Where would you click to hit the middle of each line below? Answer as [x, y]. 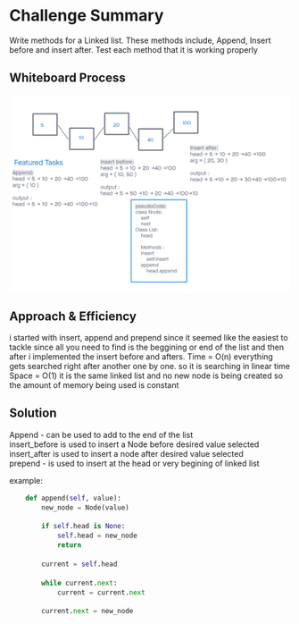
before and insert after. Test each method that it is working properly [134, 49]
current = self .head [79, 564]
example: [26, 480]
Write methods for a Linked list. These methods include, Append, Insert [140, 40]
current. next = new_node [87, 611]
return [69, 545]
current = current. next [101, 592]
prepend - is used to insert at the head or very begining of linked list [135, 463]
